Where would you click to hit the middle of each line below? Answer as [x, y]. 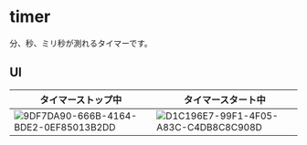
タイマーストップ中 [81, 99]
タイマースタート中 [225, 99]
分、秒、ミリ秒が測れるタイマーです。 [81, 43]
